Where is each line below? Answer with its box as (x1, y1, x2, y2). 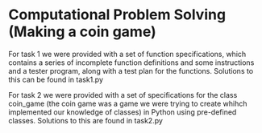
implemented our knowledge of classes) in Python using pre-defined (8, 107, 237, 117)
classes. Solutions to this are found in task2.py (8, 115, 164, 125)
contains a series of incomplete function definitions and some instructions (8, 58, 255, 67)
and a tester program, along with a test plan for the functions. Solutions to (8, 66, 254, 75)
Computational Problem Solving (8, 6, 227, 24)
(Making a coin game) (8, 22, 157, 41)
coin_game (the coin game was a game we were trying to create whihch (8, 99, 247, 108)
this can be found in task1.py (8, 75, 103, 84)
